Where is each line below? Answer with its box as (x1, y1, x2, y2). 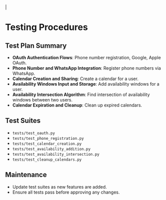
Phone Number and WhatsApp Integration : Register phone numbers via (12, 65, 162, 71)
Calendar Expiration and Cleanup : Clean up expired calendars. (12, 102, 143, 108)
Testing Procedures (5, 22, 88, 33)
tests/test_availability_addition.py (12, 146, 91, 151)
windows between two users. (12, 97, 73, 102)
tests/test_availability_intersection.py (12, 152, 99, 157)
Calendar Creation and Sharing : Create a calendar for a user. (12, 76, 139, 82)
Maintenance (5, 171, 47, 179)
